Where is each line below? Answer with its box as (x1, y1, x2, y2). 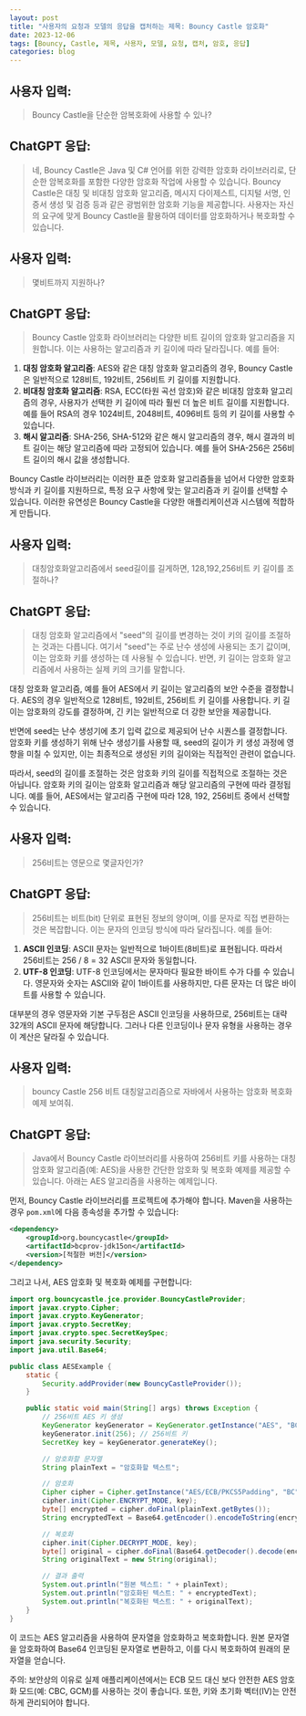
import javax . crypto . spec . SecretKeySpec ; (9, 1329, 169, 1338)
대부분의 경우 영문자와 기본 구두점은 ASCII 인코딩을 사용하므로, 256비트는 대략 (9, 1008, 288, 1019)
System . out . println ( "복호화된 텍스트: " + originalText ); (42, 1596, 253, 1606)
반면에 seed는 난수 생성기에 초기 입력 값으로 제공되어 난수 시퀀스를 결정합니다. (9, 726, 288, 736)
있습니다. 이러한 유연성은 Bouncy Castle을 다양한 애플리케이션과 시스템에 (9, 497, 270, 507)
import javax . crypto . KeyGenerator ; (9, 1312, 145, 1321)
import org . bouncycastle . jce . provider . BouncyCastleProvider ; (9, 1294, 247, 1303)
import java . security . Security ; (9, 1337, 132, 1346)
